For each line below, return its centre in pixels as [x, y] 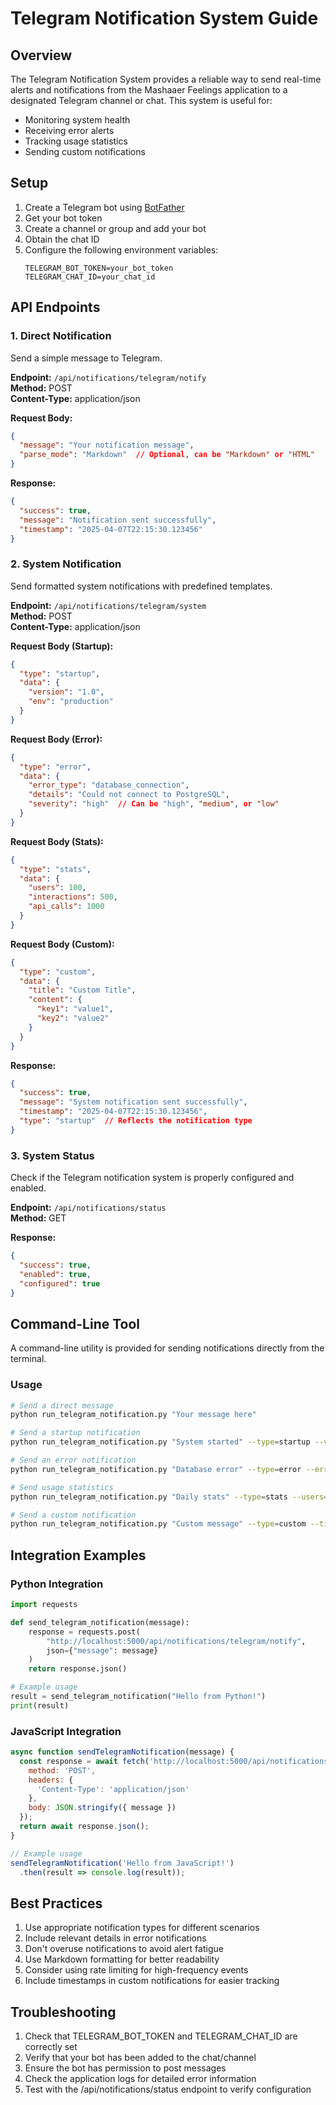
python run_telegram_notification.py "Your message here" [133, 1415]
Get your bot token [63, 218]
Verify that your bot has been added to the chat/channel [140, 2058]
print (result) [40, 1705]
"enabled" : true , [55, 1274]
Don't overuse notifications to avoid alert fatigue [124, 1949]
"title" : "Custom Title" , [82, 990]
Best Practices [56, 1903]
